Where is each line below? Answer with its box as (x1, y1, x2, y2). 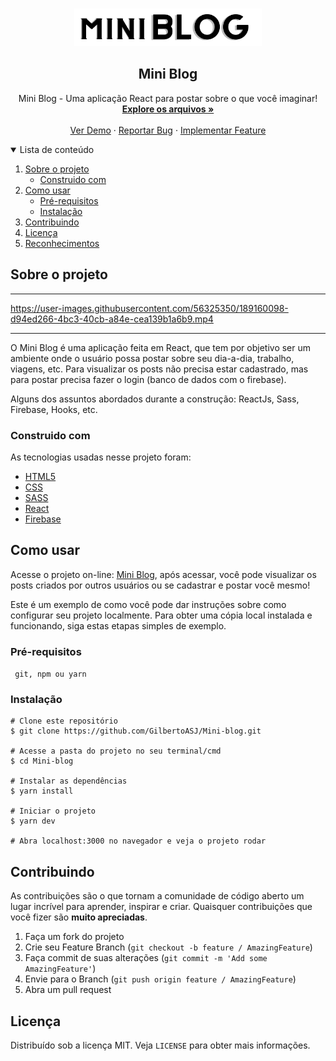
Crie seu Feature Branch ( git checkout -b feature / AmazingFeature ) (24, 941, 313, 953)
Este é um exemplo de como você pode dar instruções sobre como (10, 598, 287, 610)
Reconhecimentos (24, 237, 100, 249)
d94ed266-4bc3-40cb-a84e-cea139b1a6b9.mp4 (10, 313, 214, 325)
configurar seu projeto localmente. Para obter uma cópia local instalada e (10, 609, 313, 621)
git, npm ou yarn (14, 669, 87, 680)
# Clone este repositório (10, 716, 118, 727)
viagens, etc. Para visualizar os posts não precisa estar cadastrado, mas (10, 363, 309, 375)
